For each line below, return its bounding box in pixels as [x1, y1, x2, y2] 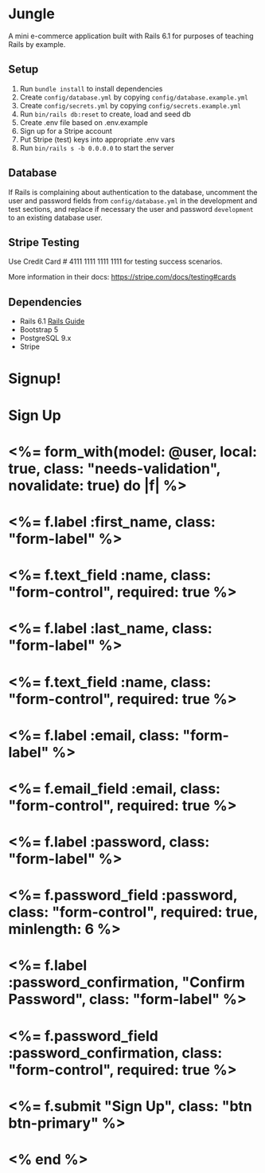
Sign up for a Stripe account [19, 126, 113, 135]
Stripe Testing [8, 236, 80, 249]
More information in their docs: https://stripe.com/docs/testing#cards [8, 272, 236, 282]
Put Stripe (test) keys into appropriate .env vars [19, 135, 175, 144]
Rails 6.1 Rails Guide [19, 316, 85, 326]
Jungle [8, 5, 56, 23]
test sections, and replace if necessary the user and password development [8, 204, 254, 213]
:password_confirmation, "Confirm [8, 973, 245, 991]
